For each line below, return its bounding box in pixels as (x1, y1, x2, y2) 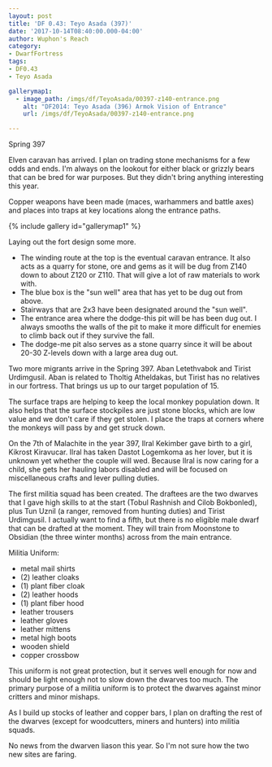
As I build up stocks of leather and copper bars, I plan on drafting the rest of (8, 708, 263, 717)
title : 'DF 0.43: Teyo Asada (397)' (8, 20, 132, 28)
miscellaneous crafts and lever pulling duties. (8, 473, 160, 483)
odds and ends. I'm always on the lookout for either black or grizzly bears (8, 164, 255, 173)
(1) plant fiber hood (19, 598, 84, 608)
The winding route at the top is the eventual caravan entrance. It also (19, 253, 251, 263)
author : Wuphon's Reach (8, 34, 89, 43)
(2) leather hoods (19, 589, 79, 599)
